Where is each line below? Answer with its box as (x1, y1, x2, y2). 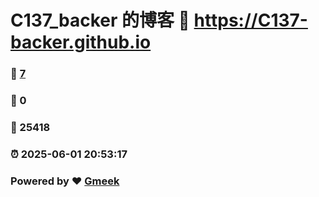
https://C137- (193, 9, 308, 32)
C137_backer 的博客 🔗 (10, 9, 190, 32)
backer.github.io (10, 31, 152, 54)
